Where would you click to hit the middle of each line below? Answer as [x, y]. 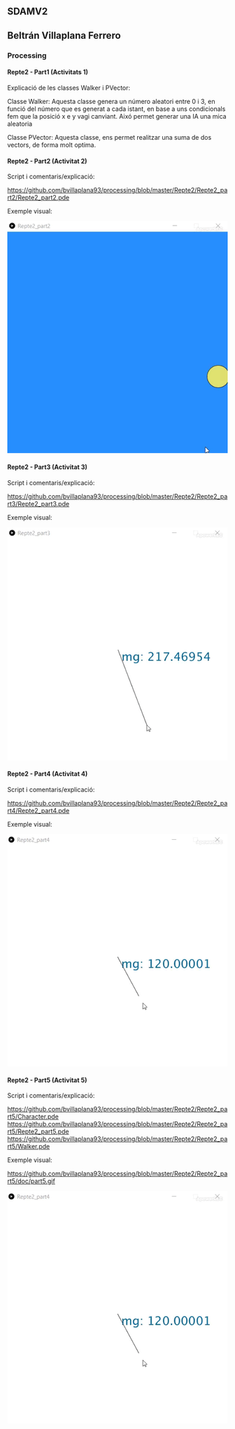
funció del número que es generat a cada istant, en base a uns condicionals [116, 109]
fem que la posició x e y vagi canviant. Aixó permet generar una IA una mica [117, 116]
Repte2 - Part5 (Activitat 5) [47, 1080]
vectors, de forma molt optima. [52, 145]
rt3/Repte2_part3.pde [38, 503]
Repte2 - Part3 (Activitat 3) [47, 467]
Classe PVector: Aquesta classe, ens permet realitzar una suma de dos [109, 137]
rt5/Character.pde [33, 1117]
